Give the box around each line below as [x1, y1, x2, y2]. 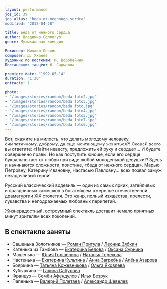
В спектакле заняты [5, 228, 71, 236]
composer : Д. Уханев [5, 53, 48, 58]
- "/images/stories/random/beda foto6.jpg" [5, 122, 97, 127]
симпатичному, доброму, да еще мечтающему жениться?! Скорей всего [5, 141, 161, 147]
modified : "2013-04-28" [5, 21, 55, 26]
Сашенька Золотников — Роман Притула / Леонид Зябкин [12, 241, 137, 247]
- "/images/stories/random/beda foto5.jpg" [5, 113, 97, 118]
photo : [5, 90, 19, 95]
